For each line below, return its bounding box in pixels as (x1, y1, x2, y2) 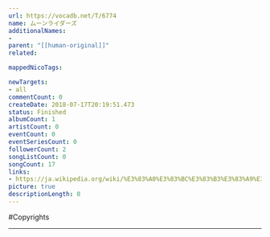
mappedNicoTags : (8, 63, 63, 72)
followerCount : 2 (8, 145, 67, 153)
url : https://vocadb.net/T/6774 (8, 11, 117, 20)
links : (8, 168, 31, 176)
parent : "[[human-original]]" (8, 42, 110, 50)
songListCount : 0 (8, 153, 67, 161)
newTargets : (8, 78, 48, 86)
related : (8, 49, 38, 57)
